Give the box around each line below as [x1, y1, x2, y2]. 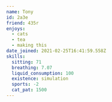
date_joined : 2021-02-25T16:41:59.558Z [6, 48, 107, 54]
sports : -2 [11, 82, 39, 88]
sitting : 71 [11, 59, 42, 65]
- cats [11, 31, 28, 37]
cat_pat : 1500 [11, 87, 47, 93]
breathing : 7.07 [11, 64, 52, 71]
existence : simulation [11, 76, 69, 82]
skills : [6, 53, 26, 59]
